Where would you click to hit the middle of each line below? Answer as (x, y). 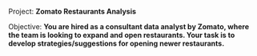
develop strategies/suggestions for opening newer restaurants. (116, 43)
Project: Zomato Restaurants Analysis (72, 11)
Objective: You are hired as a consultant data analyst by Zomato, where (129, 26)
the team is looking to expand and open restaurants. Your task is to (122, 35)
